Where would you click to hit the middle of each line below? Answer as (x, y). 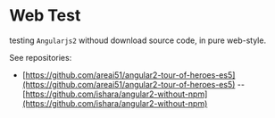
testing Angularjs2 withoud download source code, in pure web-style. (137, 40)
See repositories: (41, 57)
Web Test (45, 16)
